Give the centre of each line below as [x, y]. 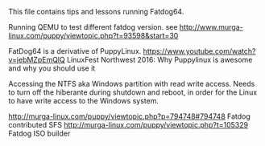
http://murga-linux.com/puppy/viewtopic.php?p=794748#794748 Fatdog [130, 116]
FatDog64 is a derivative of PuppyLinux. [75, 51]
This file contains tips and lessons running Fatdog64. [96, 12]
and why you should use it [52, 68]
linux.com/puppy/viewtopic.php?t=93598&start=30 [93, 36]
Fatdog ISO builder [39, 133]
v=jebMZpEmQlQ [37, 60]
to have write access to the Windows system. [84, 101]
